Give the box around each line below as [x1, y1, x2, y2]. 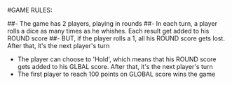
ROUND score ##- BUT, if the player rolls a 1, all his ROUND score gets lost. [7, 34, 226, 42]
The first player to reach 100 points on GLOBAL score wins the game [17, 70, 216, 78]
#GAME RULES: [7, 6, 53, 14]
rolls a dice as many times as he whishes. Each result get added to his [7, 27, 210, 35]
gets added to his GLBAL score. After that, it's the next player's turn [17, 63, 213, 70]
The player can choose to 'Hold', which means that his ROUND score [17, 55, 217, 63]
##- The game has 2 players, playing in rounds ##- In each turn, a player [7, 20, 217, 27]
